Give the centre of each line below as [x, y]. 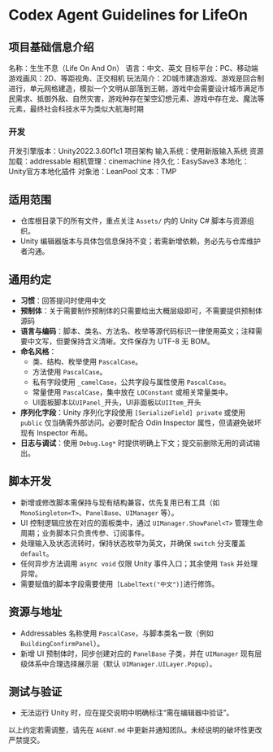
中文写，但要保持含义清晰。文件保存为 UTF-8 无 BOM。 [121, 341]
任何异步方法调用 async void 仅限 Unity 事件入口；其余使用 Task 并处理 [139, 563]
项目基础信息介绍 [51, 47]
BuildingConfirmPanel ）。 [62, 643]
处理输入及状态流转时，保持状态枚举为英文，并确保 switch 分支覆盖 [133, 543]
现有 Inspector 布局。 [56, 432]
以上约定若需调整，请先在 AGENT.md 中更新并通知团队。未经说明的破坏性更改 [135, 730]
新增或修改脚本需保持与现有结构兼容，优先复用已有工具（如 [120, 502]
